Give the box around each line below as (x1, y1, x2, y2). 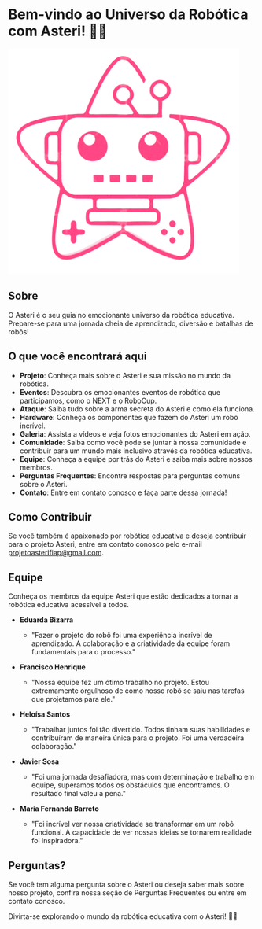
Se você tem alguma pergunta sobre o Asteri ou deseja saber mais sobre (8, 879, 245, 889)
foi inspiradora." (31, 836, 83, 846)
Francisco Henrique (19, 662, 87, 672)
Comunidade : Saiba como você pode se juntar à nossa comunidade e (19, 437, 247, 447)
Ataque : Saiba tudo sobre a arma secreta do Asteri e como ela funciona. (19, 404, 255, 414)
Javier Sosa (19, 757, 60, 766)
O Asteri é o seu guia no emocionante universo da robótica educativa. (8, 310, 234, 319)
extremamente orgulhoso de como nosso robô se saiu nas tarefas (31, 686, 245, 695)
